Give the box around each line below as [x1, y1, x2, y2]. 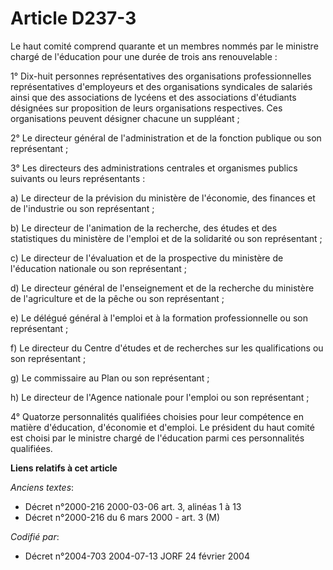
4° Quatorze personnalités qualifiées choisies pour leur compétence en [10, 410, 304, 422]
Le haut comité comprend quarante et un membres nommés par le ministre [10, 40, 319, 52]
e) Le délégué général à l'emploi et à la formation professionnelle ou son [10, 312, 309, 324]
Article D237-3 [10, 7, 137, 30]
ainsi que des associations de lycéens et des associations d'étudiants [10, 91, 297, 103]
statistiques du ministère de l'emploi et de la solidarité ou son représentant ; [10, 232, 323, 244]
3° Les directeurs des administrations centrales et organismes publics [10, 162, 298, 174]
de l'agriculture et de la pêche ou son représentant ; [10, 292, 225, 304]
